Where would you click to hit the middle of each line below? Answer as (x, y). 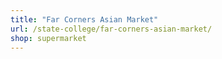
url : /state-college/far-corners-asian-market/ (111, 29)
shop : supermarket (48, 38)
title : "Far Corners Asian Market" (84, 19)
